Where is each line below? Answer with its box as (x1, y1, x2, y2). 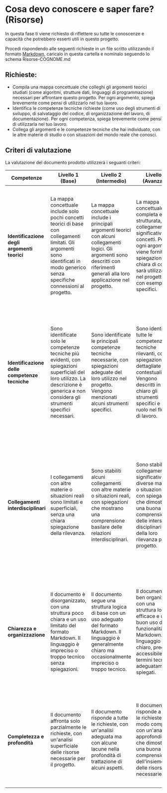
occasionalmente (91, 653, 132, 660)
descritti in (136, 381, 161, 388)
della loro (136, 529, 158, 536)
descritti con (91, 258, 121, 264)
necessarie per (50, 755, 85, 762)
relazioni (91, 529, 111, 536)
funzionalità (136, 625, 164, 632)
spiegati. (136, 669, 157, 676)
